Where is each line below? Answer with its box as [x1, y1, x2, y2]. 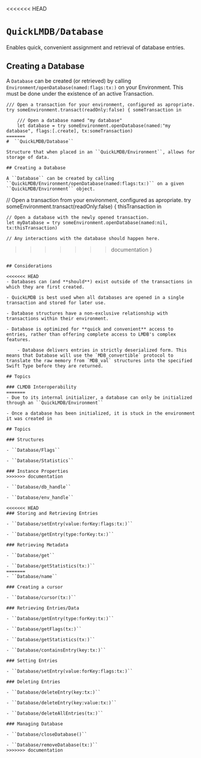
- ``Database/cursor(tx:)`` [6, 594, 77, 600]
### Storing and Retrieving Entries [6, 510, 98, 516]
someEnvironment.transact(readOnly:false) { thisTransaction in [6, 203, 162, 210]
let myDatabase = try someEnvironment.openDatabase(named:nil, [6, 220, 169, 226]
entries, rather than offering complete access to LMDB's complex [6, 331, 176, 337]
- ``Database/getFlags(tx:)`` [6, 626, 82, 632]
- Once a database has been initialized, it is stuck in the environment [6, 410, 196, 416]
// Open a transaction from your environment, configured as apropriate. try [6, 196, 191, 203]
